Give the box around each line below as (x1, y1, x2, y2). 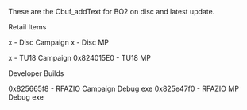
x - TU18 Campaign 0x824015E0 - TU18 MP (8, 53, 152, 62)
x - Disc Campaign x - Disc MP (8, 37, 110, 47)
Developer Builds (8, 69, 64, 78)
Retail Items (8, 22, 47, 31)
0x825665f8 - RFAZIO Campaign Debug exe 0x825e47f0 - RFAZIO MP (8, 84, 240, 93)
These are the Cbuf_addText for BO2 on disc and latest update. (8, 7, 215, 16)
